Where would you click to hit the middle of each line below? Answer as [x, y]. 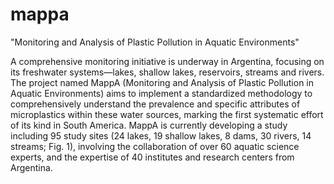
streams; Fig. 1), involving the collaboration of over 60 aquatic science [155, 146]
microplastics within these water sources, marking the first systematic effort [167, 114]
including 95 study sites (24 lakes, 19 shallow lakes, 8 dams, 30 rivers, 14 [161, 135]
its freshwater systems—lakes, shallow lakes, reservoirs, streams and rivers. [167, 72]
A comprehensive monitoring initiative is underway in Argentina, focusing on [167, 61]
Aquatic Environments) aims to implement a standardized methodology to [161, 93]
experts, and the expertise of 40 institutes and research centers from [152, 157]
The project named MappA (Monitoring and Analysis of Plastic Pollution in [162, 82]
